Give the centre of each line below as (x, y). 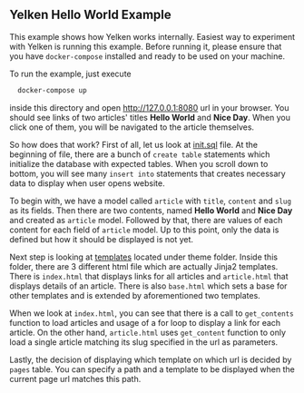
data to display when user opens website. (87, 183)
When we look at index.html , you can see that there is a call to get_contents (152, 313)
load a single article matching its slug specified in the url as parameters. (144, 342)
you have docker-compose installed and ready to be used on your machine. (147, 56)
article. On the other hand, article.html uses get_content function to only (148, 332)
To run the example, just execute (70, 74)
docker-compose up (53, 90)
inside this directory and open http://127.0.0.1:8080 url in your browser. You (149, 107)
